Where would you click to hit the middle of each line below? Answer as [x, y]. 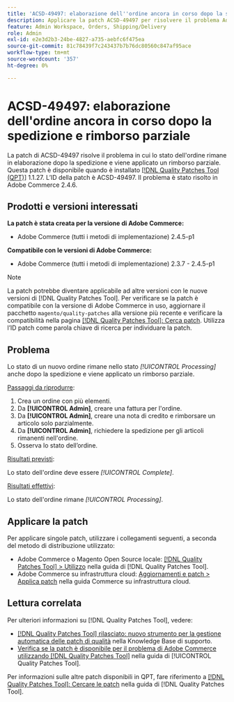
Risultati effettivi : [31, 486]
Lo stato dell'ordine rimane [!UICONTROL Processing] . [85, 500]
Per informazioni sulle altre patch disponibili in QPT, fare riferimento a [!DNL [116, 676]
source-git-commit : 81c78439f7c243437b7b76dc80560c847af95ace [99, 46]
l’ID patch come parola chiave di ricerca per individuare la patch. [100, 328]
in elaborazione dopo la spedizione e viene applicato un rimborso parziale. [114, 162]
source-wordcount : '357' [43, 59]
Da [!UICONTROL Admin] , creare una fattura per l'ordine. [100, 409]
